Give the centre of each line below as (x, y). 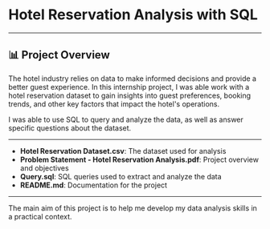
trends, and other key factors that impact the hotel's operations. (114, 104)
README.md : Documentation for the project (93, 185)
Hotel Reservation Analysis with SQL (133, 15)
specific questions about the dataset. (70, 128)
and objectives (45, 168)
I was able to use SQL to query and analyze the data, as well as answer (126, 119)
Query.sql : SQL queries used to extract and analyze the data (121, 176)
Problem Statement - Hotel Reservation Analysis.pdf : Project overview (139, 159)
